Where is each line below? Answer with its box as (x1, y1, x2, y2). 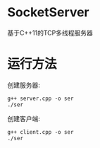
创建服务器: (7, 81, 41, 89)
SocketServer (7, 4, 89, 21)
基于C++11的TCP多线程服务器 (7, 28, 93, 37)
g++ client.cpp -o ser (7, 128, 74, 135)
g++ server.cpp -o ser (7, 95, 74, 102)
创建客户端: (7, 114, 41, 123)
